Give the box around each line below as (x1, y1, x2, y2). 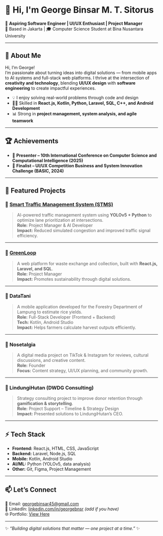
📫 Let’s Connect (5, 485, 57, 494)
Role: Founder (16, 362, 46, 369)
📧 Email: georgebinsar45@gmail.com (5, 501, 79, 507)
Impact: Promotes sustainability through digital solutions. (16, 276, 131, 282)
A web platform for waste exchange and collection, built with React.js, (16, 260, 158, 267)
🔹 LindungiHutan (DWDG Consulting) (5, 384, 94, 391)
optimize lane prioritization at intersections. (16, 217, 103, 223)
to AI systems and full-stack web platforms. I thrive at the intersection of (5, 75, 149, 81)
